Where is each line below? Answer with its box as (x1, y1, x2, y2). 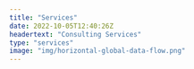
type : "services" (9, 38, 74, 47)
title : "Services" (9, 13, 78, 22)
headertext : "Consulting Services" (9, 30, 142, 39)
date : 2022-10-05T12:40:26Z (9, 22, 114, 30)
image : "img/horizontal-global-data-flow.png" (9, 47, 186, 56)
